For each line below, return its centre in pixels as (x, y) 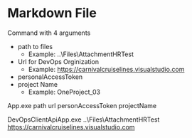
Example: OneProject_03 (64, 92)
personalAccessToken (50, 77)
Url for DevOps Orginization (58, 61)
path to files (35, 46)
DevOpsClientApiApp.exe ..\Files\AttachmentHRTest (84, 120)
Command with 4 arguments (49, 33)
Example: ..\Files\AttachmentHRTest (81, 54)
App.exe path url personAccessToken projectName (82, 105)
